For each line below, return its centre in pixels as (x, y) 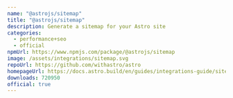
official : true (29, 84)
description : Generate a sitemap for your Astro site (87, 26)
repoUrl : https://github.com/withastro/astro (74, 65)
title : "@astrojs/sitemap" (46, 20)
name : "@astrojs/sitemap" (44, 13)
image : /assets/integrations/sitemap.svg (68, 59)
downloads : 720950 (34, 78)
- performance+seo (40, 39)
